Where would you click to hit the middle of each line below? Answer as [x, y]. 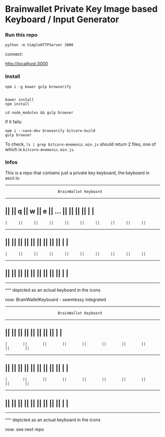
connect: [14, 54]
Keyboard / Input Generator [62, 19]
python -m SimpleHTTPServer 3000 [39, 45]
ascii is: [13, 178]
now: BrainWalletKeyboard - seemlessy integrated [56, 299]
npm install [17, 104]
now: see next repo [25, 429]
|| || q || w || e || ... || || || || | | [50, 211]
